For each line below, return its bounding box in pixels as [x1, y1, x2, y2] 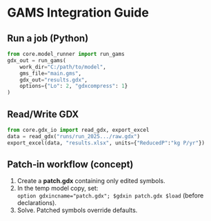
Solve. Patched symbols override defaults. [17, 206, 138, 215]
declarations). [17, 199, 57, 207]
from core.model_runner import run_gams [7, 50, 125, 57]
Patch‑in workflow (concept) [7, 158, 134, 170]
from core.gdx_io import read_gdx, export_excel [7, 126, 150, 133]
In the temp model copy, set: [17, 184, 99, 193]
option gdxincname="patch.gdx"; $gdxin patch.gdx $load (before [17, 191, 204, 200]
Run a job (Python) [7, 32, 89, 44]
